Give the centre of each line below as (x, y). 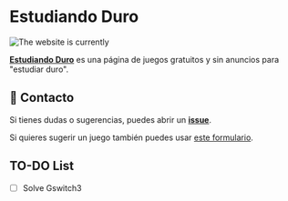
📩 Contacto (42, 98)
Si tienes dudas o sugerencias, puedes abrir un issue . (111, 119)
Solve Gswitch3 (52, 187)
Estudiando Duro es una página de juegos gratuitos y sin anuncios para (144, 59)
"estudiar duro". (39, 69)
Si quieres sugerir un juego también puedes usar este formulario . (131, 137)
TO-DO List (42, 166)
